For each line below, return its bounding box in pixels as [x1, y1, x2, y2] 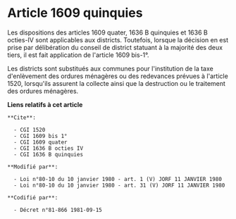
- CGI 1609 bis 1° [13, 132, 68, 139]
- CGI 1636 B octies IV [13, 144, 83, 152]
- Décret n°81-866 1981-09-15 [13, 206, 102, 213]
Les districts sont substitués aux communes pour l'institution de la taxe [7, 64, 213, 73]
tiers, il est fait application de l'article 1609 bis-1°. [7, 51, 149, 59]
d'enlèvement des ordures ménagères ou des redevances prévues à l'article [7, 72, 229, 80]
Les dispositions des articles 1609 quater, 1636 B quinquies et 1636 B [7, 28, 208, 37]
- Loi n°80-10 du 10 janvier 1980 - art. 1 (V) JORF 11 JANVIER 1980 [13, 175, 222, 182]
